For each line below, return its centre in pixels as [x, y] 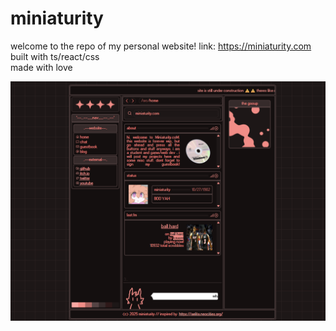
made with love [41, 67]
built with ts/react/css [55, 56]
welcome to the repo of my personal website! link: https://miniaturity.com [161, 46]
